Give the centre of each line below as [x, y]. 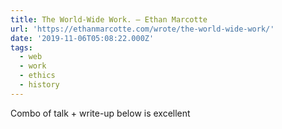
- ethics [37, 76]
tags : [21, 47]
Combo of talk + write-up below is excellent [100, 113]
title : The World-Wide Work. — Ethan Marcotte [109, 19]
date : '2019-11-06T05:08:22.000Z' [82, 38]
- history [39, 85]
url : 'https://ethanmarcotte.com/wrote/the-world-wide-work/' [142, 29]
